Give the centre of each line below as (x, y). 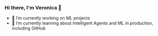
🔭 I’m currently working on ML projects (51, 18)
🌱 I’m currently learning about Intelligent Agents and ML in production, (82, 23)
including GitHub (29, 28)
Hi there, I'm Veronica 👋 (33, 8)
